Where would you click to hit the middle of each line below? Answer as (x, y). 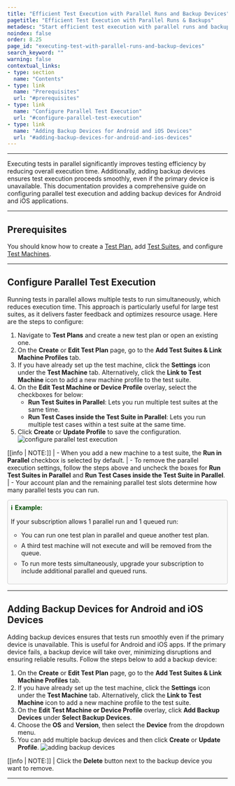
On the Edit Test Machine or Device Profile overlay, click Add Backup (119, 710)
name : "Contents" (39, 79)
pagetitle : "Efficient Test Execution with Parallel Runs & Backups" (111, 20)
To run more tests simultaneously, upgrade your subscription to (112, 563)
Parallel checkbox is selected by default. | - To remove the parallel (103, 460)
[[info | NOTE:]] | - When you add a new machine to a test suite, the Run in (115, 453)
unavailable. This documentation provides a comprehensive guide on (107, 186)
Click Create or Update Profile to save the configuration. (99, 432)
